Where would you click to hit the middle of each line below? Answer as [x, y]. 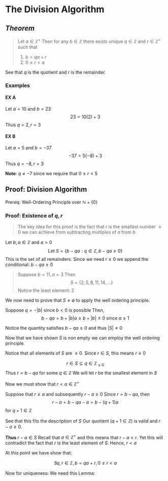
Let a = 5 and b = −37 [28, 148]
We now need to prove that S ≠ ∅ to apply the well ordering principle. [78, 300]
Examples [18, 85]
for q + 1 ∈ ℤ [19, 410]
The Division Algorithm [55, 9]
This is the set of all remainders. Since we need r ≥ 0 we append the [77, 259]
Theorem [20, 28]
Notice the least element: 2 [46, 290]
